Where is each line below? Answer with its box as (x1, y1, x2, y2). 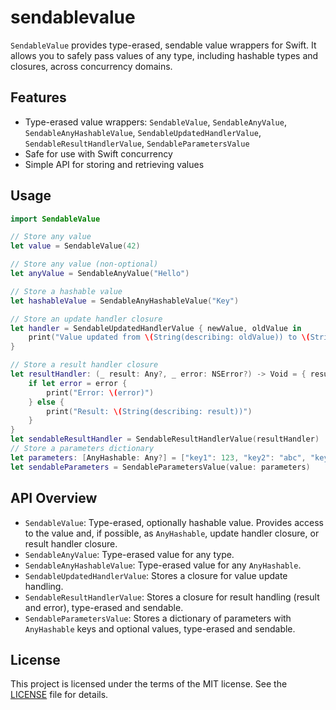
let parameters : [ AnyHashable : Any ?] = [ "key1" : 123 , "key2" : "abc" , (10, 452, 307, 463)
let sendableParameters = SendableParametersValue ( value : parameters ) (10, 462, 311, 472)
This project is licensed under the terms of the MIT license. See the (10, 678, 288, 690)
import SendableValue (10, 214, 101, 224)
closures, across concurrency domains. (10, 60, 173, 72)
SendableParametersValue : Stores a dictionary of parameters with (24, 612, 292, 624)
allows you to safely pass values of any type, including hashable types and (10, 49, 319, 61)
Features (10, 89, 67, 106)
